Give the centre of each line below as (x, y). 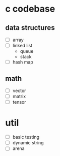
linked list (22, 46)
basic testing (26, 137)
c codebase (30, 9)
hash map (23, 62)
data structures (30, 28)
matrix (19, 97)
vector (19, 90)
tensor (19, 102)
